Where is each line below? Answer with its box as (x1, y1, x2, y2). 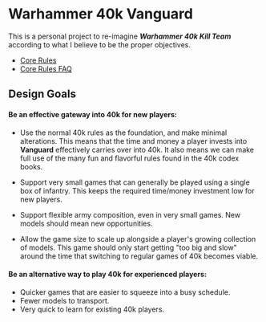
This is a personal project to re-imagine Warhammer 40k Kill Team (8, 31, 232, 41)
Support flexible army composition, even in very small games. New (19, 210, 241, 219)
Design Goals (8, 88, 76, 101)
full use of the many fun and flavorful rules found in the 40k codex (19, 153, 240, 163)
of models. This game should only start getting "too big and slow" (19, 243, 238, 252)
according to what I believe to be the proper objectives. (8, 39, 191, 49)
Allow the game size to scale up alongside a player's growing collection (19, 234, 256, 243)
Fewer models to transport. (19, 296, 110, 305)
